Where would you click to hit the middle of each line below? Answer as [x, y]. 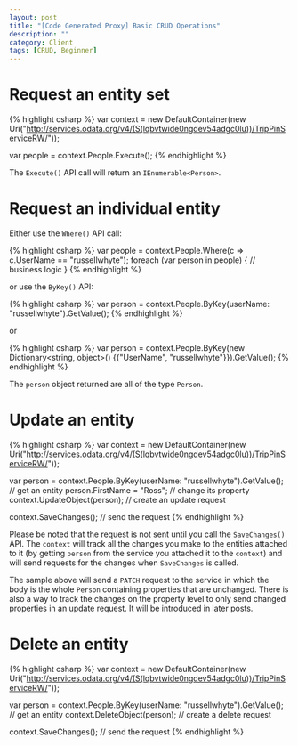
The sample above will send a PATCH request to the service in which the [139, 580]
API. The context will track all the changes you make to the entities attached [149, 543]
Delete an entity [69, 644]
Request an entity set [90, 95]
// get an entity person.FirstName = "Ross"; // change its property [129, 490]
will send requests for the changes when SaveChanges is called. [124, 563]
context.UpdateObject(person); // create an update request [118, 499]
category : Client [41, 42]
